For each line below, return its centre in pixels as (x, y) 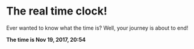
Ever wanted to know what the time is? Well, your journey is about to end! (97, 28)
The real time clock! (57, 11)
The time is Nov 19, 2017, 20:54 (46, 39)
